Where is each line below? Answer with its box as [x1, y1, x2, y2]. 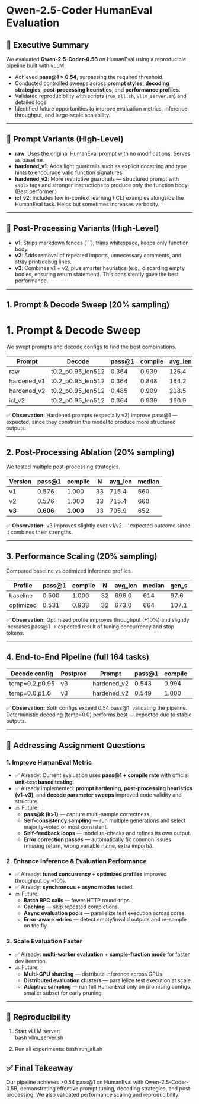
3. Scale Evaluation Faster [6, 937, 83, 945]
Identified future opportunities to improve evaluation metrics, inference [14, 105, 188, 112]
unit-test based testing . [14, 778, 75, 785]
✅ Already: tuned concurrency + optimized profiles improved [14, 870, 167, 877]
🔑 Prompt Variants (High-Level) [6, 134, 124, 144]
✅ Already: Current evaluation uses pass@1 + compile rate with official [14, 772, 189, 779]
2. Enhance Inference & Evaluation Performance [6, 857, 147, 865]
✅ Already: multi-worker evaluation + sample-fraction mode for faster [14, 951, 190, 958]
